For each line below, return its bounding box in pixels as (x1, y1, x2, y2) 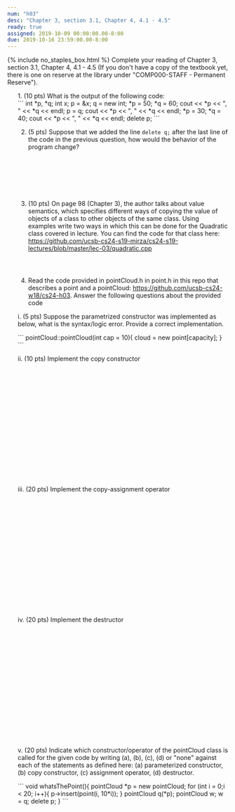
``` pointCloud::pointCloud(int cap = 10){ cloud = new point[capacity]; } (17, 333, 222, 342)
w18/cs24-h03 (27, 291, 71, 299)
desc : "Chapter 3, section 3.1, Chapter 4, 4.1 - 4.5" (7, 17, 171, 24)
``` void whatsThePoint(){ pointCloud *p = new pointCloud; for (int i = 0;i (17, 782, 225, 791)
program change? (27, 143, 79, 151)
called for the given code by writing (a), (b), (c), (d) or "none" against (17, 754, 217, 762)
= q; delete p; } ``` (17, 797, 69, 806)
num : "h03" (7, 10, 39, 18)
